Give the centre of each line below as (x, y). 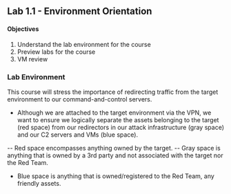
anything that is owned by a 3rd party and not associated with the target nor (115, 155)
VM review (32, 59)
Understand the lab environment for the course (84, 44)
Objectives (23, 29)
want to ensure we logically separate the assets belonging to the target (118, 119)
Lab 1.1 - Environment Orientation (80, 11)
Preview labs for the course (56, 52)
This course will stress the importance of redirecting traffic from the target (113, 92)
